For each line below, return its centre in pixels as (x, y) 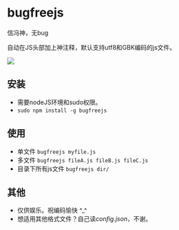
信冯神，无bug (28, 32)
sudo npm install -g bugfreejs (62, 111)
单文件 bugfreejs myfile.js (56, 151)
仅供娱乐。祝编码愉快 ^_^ (52, 210)
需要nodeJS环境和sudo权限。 (59, 102)
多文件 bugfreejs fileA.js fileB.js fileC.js (83, 160)
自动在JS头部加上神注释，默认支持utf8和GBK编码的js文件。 (92, 47)
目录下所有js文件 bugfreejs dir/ (63, 169)
